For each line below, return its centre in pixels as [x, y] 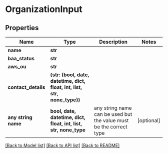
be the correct [111, 127]
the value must [111, 120]
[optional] [149, 120]
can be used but [113, 114]
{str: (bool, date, [70, 75]
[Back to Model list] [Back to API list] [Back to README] [62, 145]
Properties [22, 28]
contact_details [26, 87]
